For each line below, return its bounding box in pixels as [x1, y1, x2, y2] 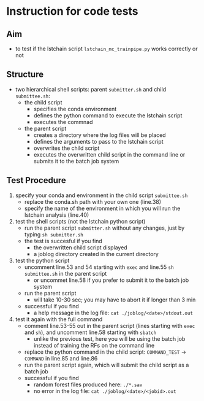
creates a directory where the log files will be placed [33, 131, 167, 139]
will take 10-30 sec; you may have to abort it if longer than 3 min [33, 296, 196, 303]
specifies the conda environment [33, 105, 117, 112]
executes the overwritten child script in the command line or [33, 150, 186, 158]
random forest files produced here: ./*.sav [33, 381, 143, 388]
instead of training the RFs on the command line [33, 341, 155, 349]
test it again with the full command [15, 315, 103, 323]
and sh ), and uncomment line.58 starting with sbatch [24, 329, 157, 336]
